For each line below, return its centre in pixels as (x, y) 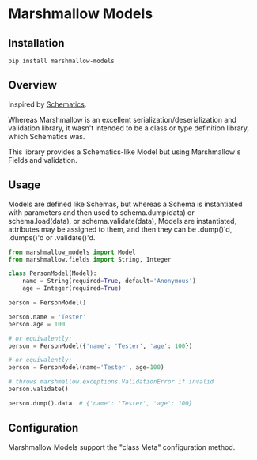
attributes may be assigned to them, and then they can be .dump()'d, (120, 229)
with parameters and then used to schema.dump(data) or (102, 212)
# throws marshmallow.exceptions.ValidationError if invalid (111, 382)
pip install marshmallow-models (61, 61)
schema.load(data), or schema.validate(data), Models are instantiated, (123, 221)
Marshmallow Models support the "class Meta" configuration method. (122, 447)
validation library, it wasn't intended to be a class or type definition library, (129, 128)
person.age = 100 (37, 324)
